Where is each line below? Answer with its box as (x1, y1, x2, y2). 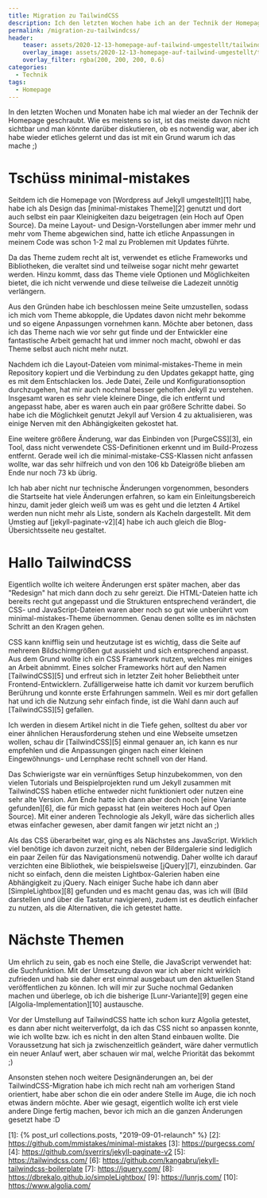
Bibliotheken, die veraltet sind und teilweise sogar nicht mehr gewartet (8, 262, 239, 271)
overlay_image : (22, 48, 73, 56)
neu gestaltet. (60, 525, 106, 535)
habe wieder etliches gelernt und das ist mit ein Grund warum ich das (8, 133, 236, 142)
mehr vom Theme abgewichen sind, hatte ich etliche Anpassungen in (8, 229, 235, 238)
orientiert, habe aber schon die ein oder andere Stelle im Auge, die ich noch (8, 1090, 257, 1099)
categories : (8, 64, 48, 72)
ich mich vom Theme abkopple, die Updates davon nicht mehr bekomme (8, 311, 246, 320)
